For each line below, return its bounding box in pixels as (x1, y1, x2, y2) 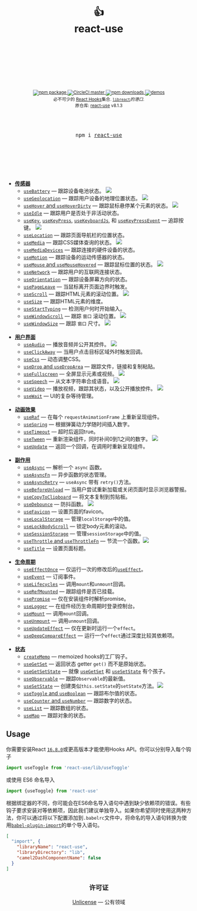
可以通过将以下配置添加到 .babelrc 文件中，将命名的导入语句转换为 (21, 814, 182, 821)
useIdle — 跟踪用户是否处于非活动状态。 (23, 209, 122, 216)
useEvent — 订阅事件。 (23, 573, 79, 580)
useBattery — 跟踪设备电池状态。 (23, 187, 105, 194)
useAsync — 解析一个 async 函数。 (23, 463, 105, 471)
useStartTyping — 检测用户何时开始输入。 (23, 305, 125, 312)
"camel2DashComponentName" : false (16, 855, 101, 861)
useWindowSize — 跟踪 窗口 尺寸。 (23, 320, 104, 327)
